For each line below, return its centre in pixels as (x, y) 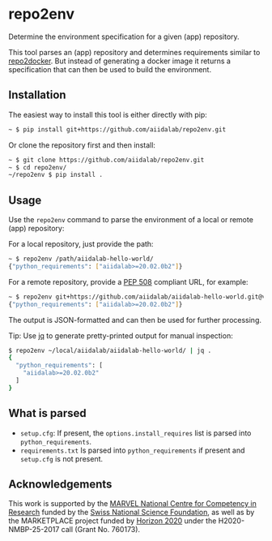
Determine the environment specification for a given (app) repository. (124, 36)
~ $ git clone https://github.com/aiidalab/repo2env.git (106, 160)
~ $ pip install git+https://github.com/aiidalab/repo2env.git (117, 129)
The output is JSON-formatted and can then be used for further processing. (135, 320)
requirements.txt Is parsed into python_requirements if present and (132, 450)
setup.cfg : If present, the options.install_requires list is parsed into (136, 433)
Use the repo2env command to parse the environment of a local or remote (131, 220)
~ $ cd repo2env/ (38, 167)
